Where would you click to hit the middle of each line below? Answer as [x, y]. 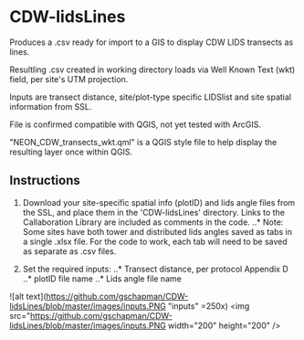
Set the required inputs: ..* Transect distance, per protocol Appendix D [156, 269]
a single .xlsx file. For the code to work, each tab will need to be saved [155, 241]
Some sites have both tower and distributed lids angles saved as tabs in [157, 231]
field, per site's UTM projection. [69, 79]
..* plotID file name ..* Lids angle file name [102, 278]
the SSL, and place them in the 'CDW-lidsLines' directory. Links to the [154, 212]
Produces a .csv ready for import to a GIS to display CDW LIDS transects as [152, 42]
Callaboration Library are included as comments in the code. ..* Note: [153, 222]
